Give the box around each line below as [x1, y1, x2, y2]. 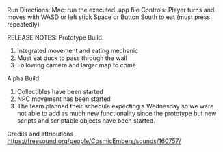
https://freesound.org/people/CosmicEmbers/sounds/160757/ [7, 137, 181, 145]
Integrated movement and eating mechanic [16, 47, 139, 55]
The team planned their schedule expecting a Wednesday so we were [16, 102, 214, 110]
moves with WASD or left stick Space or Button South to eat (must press [7, 13, 211, 21]
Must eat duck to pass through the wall [16, 54, 128, 62]
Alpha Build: [7, 74, 41, 82]
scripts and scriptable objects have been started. [16, 117, 155, 125]
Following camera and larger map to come [16, 61, 137, 69]
